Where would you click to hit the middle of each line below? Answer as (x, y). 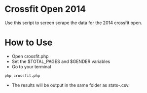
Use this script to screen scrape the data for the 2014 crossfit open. (73, 23)
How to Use (29, 43)
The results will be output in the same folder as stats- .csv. (71, 85)
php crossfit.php (22, 76)
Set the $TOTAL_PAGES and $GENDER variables (61, 61)
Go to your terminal (31, 66)
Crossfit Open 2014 (45, 9)
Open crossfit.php (30, 56)
